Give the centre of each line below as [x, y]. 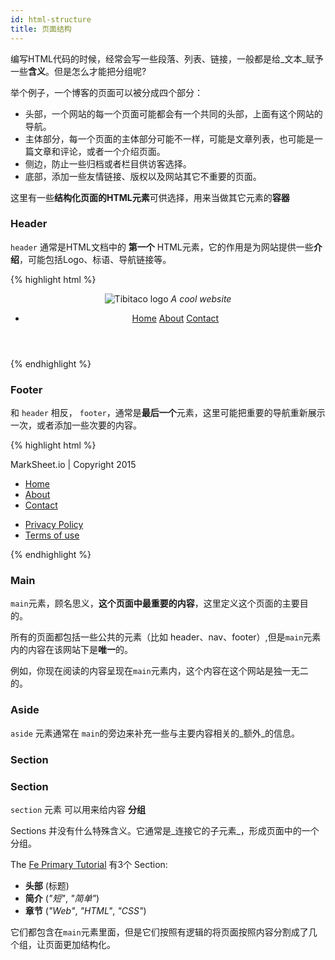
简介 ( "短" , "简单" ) [62, 898]
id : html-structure [51, 19]
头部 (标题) [47, 885]
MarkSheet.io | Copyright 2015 [73, 465]
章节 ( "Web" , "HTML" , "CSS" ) [85, 910]
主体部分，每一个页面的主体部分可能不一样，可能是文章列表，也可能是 [169, 138]
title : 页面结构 [41, 29]
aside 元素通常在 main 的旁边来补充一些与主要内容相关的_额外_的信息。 [155, 733]
